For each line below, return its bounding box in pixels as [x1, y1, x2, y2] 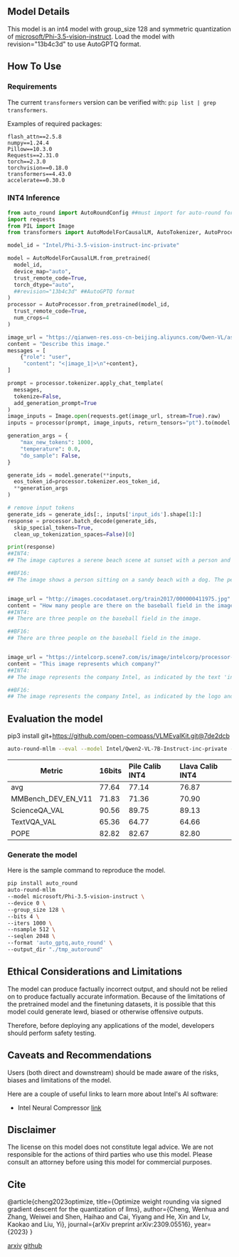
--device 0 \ [7, 900, 46, 907]
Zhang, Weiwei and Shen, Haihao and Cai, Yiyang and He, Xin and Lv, [7, 1213, 211, 1221]
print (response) [7, 544, 55, 551]
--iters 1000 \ [7, 920, 53, 927]
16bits [99, 765, 122, 775]
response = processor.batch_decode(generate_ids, [7, 517, 158, 525]
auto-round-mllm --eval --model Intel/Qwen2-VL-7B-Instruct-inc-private [7, 745, 228, 753]
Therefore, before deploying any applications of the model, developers [7, 1021, 215, 1029]
